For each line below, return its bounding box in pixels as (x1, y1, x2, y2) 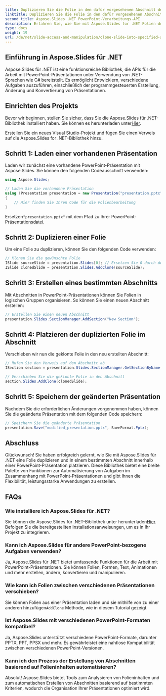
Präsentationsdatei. (5, 219, 44, 225)
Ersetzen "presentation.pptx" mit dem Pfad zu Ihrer (5, 213, 110, 219)
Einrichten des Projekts (5, 102, 79, 110)
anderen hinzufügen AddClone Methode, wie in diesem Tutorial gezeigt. (5, 604, 148, 610)
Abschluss (5, 439, 39, 447)
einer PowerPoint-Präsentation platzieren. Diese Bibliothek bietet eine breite (5, 462, 160, 468)
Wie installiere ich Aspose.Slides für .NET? (5, 507, 110, 514)
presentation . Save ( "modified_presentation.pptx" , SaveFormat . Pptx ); (5, 425, 149, 430)
